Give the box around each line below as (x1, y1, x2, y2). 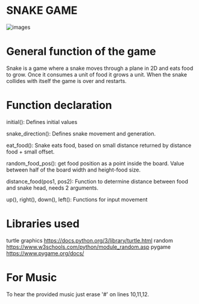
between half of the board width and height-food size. (6, 166, 141, 173)
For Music (6, 270, 57, 284)
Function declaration (6, 99, 113, 112)
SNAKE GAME (6, 4, 78, 17)
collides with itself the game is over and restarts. (6, 77, 127, 84)
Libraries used (6, 217, 80, 231)
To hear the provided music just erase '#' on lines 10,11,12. (6, 290, 150, 298)
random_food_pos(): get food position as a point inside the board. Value (6, 160, 185, 167)
